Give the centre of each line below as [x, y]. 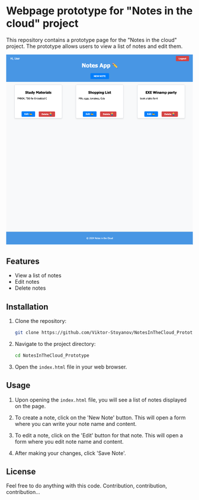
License [21, 472]
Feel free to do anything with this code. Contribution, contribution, [87, 486]
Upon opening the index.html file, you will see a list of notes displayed [100, 400]
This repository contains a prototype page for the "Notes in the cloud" [92, 40]
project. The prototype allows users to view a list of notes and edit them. [94, 46]
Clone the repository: [41, 321]
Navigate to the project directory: [55, 344]
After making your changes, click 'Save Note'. [70, 453]
